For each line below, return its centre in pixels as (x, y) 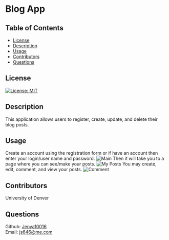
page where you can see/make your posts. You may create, (81, 164)
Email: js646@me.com (29, 232)
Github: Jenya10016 (26, 227)
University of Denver (27, 198)
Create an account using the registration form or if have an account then (82, 153)
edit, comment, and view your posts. (44, 170)
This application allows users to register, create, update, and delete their (81, 119)
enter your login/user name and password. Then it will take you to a (85, 159)
